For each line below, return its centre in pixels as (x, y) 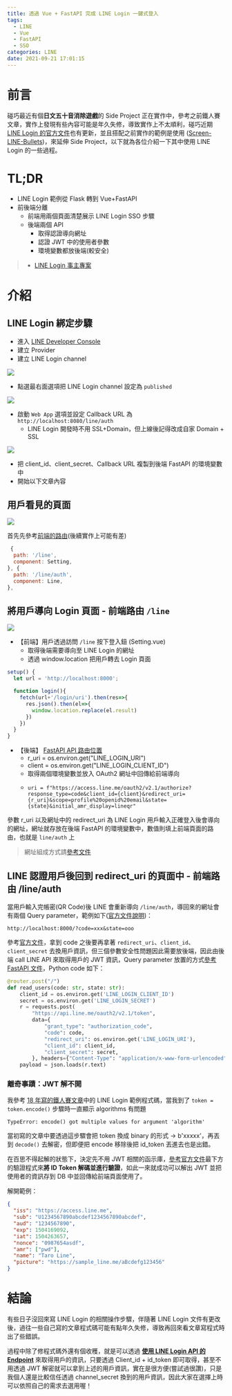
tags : (15, 20)
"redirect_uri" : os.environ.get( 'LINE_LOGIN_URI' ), (120, 1039)
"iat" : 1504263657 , (41, 1236)
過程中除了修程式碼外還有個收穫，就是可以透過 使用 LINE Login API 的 (106, 1351)
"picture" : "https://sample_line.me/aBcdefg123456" (89, 1262)
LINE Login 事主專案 (63, 265)
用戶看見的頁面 (39, 505)
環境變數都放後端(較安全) (73, 251)
